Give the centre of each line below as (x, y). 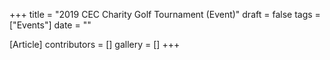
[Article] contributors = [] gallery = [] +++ (95, 44)
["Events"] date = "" (50, 25)
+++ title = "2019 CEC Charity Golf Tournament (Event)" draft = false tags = (165, 14)
